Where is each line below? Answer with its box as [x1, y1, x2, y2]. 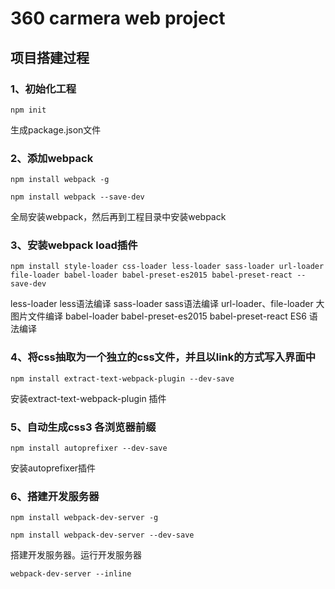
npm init [10, 105, 47, 115]
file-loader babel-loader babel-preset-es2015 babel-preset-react [10, 270, 293, 281]
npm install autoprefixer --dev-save [10, 443, 168, 454]
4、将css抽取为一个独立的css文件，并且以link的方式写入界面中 [10, 350, 317, 364]
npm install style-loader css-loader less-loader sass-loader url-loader [10, 262, 325, 272]
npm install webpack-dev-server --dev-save [10, 530, 195, 541]
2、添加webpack [10, 151, 94, 165]
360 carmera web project [10, 7, 226, 30]
